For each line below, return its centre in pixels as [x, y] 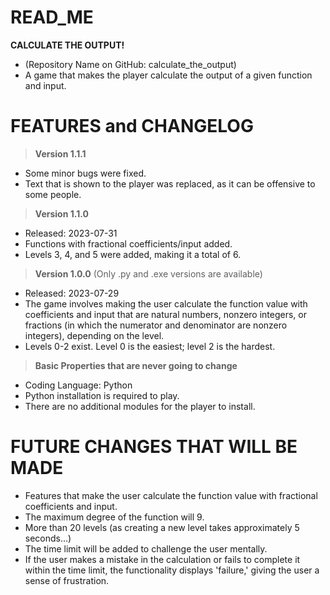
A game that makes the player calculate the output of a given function [168, 75]
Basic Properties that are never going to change [136, 365]
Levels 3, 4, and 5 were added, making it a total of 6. [133, 254]
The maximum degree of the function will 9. [114, 517]
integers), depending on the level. [94, 335]
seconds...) [48, 538]
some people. [53, 194]
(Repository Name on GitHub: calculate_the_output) [130, 64]
